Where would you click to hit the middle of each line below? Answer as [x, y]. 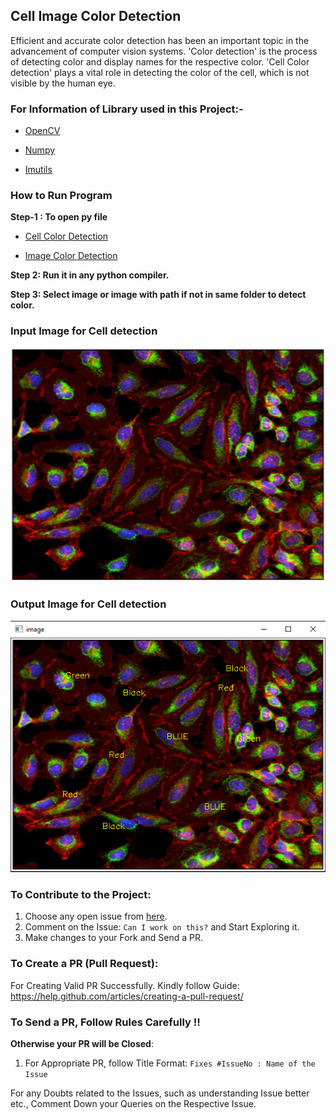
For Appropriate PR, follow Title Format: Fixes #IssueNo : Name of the [170, 1063]
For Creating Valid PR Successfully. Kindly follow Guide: [125, 985]
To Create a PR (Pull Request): [84, 964]
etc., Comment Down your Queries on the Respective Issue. [133, 1104]
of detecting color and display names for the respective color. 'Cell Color [160, 61]
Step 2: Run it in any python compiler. [90, 275]
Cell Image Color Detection [96, 16]
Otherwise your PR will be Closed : [82, 1044]
